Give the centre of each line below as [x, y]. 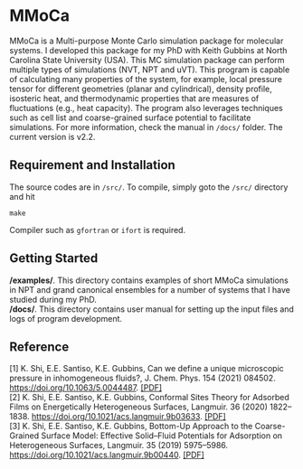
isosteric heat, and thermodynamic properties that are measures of [134, 98]
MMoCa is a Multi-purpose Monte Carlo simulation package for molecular [147, 41]
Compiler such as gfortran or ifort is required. [98, 230]
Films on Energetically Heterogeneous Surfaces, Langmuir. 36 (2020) [139, 407]
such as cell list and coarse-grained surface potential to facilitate [130, 117]
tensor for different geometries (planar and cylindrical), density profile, [141, 89]
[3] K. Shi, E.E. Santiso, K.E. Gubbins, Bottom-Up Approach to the [131, 427]
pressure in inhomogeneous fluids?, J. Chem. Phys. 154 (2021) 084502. [142, 378]
